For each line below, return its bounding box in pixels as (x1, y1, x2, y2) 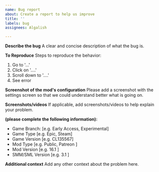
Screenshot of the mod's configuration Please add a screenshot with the (5, 87, 154, 93)
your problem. (5, 107, 33, 113)
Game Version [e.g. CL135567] (12, 136, 74, 142)
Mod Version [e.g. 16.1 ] (12, 147, 60, 152)
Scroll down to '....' (12, 72, 50, 78)
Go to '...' (12, 62, 30, 68)
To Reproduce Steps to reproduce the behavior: (5, 52, 101, 59)
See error (12, 78, 32, 84)
